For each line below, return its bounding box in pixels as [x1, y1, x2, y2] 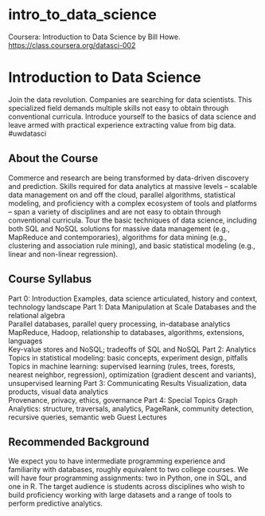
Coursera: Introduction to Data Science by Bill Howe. [8, 32, 181, 41]
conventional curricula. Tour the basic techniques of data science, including [8, 215, 257, 225]
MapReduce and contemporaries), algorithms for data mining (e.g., [8, 232, 228, 242]
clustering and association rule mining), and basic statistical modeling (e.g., [8, 241, 256, 250]
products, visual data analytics [8, 387, 109, 396]
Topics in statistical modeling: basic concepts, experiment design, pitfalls [8, 353, 248, 362]
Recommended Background [8, 435, 150, 448]
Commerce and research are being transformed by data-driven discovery [8, 173, 249, 183]
